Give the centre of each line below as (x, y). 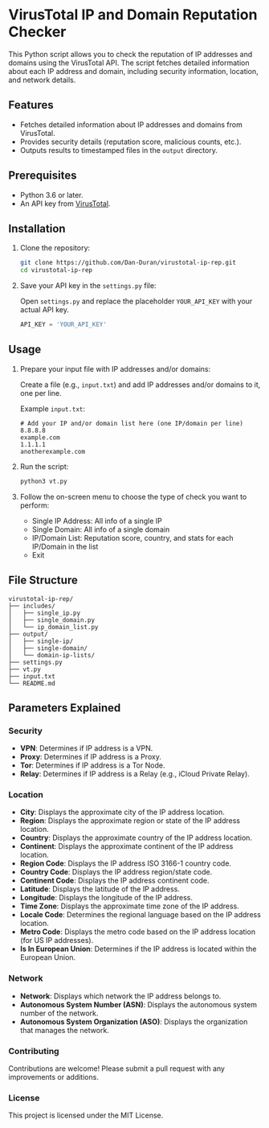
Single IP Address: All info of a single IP (97, 521)
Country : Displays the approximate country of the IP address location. (136, 838)
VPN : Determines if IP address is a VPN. (86, 748)
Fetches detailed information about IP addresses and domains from (131, 124)
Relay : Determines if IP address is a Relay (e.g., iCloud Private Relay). (135, 774)
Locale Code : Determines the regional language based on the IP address (140, 915)
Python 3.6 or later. (51, 195)
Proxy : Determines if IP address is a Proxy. (91, 757)
